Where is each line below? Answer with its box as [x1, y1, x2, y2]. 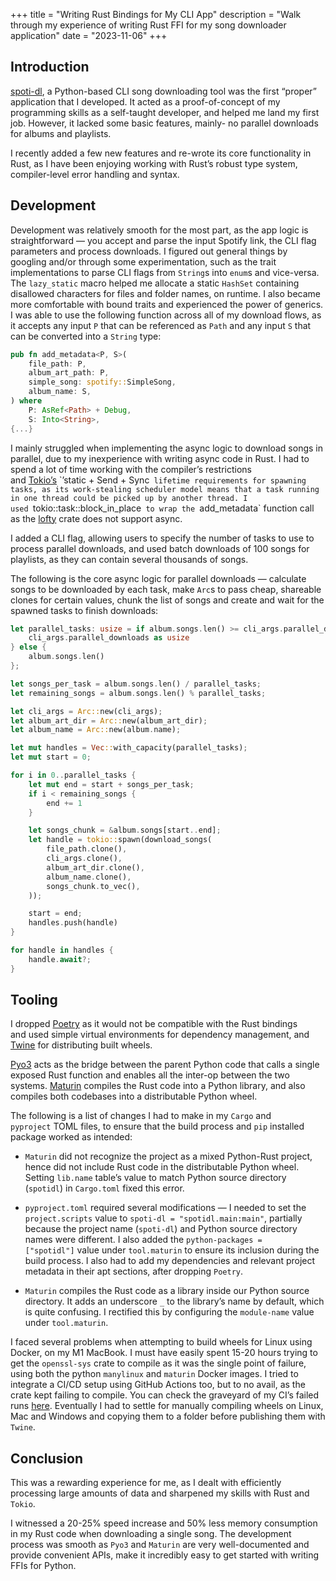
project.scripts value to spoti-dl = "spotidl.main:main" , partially [24, 1212, 303, 1224]
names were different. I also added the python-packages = [24, 1234, 263, 1246]
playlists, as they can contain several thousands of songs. [10, 553, 249, 565]
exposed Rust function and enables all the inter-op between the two [10, 1069, 290, 1081]
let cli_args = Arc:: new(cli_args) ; [10, 706, 163, 716]
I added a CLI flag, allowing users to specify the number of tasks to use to [10, 532, 315, 544]
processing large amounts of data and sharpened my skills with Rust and [10, 1487, 310, 1499]
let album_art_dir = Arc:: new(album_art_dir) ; [10, 715, 208, 726]
